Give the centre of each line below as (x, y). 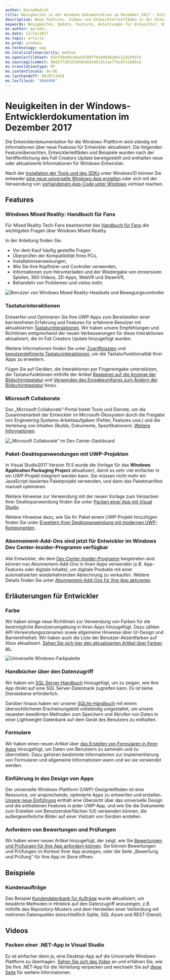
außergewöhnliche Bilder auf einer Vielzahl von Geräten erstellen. (74, 816)
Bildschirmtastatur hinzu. (31, 385)
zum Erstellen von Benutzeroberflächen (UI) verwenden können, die (76, 811)
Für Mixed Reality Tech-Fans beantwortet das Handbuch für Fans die (77, 225)
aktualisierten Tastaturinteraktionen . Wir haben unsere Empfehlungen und (82, 328)
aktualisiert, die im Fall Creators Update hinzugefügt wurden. (69, 338)
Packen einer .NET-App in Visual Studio (55, 945)
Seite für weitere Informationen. (38, 972)
